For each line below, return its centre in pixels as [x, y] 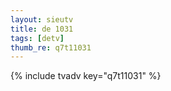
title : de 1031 [42, 29]
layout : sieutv [42, 19]
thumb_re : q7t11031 [51, 47]
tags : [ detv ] [37, 38]
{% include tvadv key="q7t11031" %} [86, 76]
